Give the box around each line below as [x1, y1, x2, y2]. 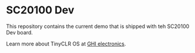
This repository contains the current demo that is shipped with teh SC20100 [6, 23, 190, 30]
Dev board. [6, 29, 33, 36]
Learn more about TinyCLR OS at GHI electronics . [6, 40, 126, 47]
